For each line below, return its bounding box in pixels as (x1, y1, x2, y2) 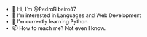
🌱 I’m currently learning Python (11, 18, 88, 25)
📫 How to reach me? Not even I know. (11, 25, 106, 32)
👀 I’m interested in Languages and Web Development (11, 12, 142, 19)
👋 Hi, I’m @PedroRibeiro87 (11, 6, 77, 12)
